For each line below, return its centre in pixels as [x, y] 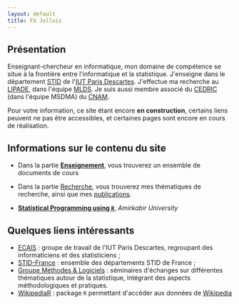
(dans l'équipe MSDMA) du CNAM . [59, 97]
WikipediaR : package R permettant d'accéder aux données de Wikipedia [125, 293]
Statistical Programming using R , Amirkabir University [98, 208]
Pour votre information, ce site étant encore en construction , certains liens [118, 110]
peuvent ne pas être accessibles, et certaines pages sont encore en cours [117, 118]
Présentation [37, 49]
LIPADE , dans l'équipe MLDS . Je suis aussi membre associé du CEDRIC [112, 89]
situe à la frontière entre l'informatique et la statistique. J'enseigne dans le [116, 74]
